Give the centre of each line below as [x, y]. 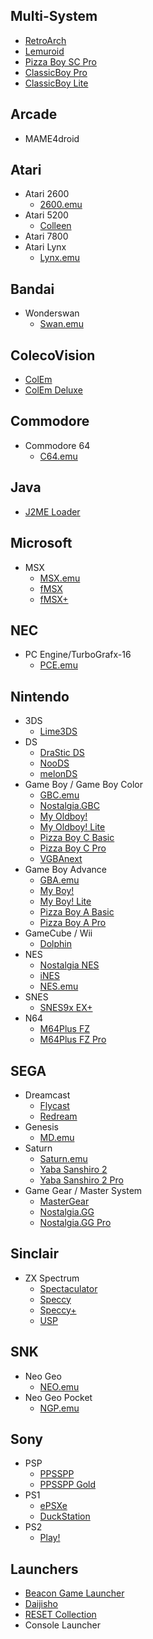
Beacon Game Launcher [74, 1593]
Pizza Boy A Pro [73, 923]
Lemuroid [44, 51]
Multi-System [54, 16]
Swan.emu [61, 324]
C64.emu [58, 456]
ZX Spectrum [52, 1278]
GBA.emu [59, 880]
